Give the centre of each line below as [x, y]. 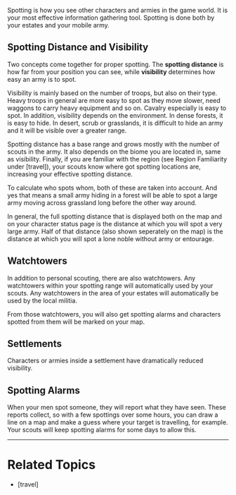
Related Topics [52, 465]
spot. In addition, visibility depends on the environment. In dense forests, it [115, 115]
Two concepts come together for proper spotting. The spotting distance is [116, 64]
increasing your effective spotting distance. [70, 174]
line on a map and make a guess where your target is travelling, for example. [118, 422]
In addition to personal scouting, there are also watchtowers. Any [101, 278]
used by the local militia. [42, 300]
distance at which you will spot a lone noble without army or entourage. [111, 238]
